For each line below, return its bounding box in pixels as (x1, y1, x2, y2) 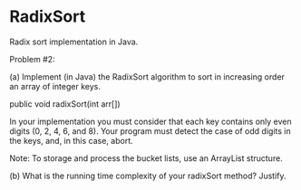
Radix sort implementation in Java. (9, 36, 139, 47)
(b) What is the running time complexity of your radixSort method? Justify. (9, 170, 287, 181)
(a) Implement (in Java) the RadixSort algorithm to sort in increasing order (9, 71, 286, 82)
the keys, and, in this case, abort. (9, 135, 133, 146)
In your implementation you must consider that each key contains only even (9, 116, 292, 127)
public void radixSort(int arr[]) (9, 98, 121, 109)
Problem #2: (9, 53, 56, 64)
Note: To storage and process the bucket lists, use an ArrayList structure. (9, 152, 283, 164)
